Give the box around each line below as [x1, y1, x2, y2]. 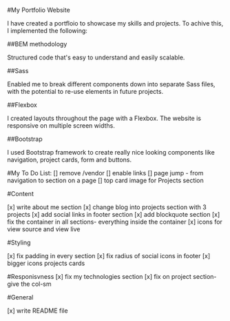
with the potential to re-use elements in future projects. [7, 88, 164, 95]
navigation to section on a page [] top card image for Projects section [7, 176, 205, 184]
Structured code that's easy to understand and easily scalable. [7, 53, 185, 61]
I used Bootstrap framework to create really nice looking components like [7, 148, 215, 156]
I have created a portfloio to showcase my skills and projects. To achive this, [7, 19, 224, 27]
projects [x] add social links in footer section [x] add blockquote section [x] [7, 211, 220, 218]
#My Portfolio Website [7, 6, 70, 14]
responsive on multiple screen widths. [7, 121, 115, 130]
